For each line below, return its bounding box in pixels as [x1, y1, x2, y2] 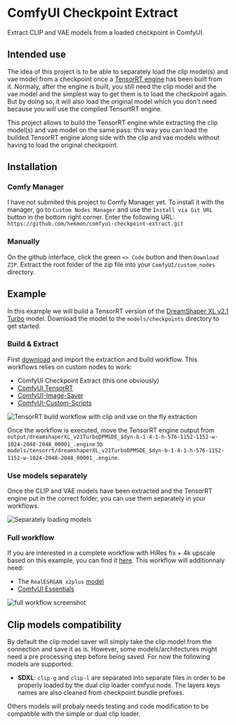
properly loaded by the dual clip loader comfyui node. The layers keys [17, 681, 221, 690]
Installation [7, 161, 58, 173]
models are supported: [7, 660, 74, 669]
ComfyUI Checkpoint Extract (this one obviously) [17, 376, 159, 385]
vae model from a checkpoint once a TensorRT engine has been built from [7, 75, 223, 83]
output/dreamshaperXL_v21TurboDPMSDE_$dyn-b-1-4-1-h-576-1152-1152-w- [7, 433, 218, 440]
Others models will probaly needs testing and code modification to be [7, 702, 209, 711]
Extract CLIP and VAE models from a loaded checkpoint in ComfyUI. [7, 28, 204, 37]
